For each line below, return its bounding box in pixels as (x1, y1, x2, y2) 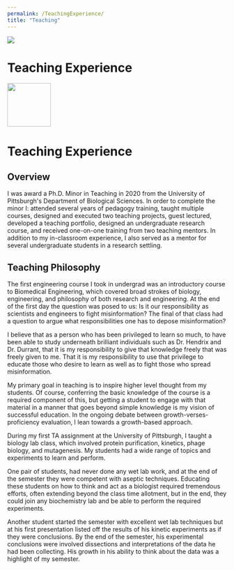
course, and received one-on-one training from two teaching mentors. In (7, 226, 216, 235)
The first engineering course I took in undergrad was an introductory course (7, 280, 226, 288)
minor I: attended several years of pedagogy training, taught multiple (7, 204, 204, 213)
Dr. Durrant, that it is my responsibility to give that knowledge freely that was (7, 346, 227, 354)
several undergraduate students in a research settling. (7, 241, 162, 249)
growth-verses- (163, 410, 209, 419)
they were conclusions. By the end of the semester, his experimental (7, 532, 204, 541)
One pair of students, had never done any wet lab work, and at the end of (7, 468, 218, 476)
